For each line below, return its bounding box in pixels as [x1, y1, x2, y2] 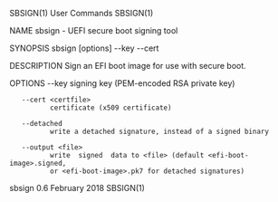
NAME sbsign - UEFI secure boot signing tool [9, 25, 178, 35]
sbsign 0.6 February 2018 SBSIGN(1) [9, 183, 145, 193]
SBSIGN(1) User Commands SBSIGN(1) [9, 8, 154, 18]
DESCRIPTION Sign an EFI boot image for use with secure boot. [9, 61, 246, 71]
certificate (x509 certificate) [49, 103, 172, 112]
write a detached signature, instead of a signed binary [49, 127, 270, 136]
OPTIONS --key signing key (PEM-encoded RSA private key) [9, 78, 235, 89]
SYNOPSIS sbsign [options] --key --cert [9, 43, 159, 53]
